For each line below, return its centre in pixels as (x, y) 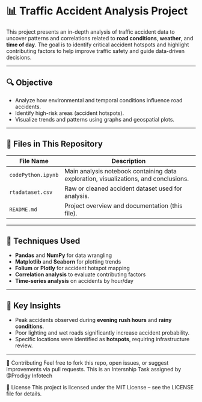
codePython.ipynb (34, 175)
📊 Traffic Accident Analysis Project (97, 11)
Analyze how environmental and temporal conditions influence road (99, 100)
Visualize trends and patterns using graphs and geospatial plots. (95, 119)
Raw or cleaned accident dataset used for (123, 188)
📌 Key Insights (34, 305)
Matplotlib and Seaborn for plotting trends (68, 262)
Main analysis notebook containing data (121, 171)
